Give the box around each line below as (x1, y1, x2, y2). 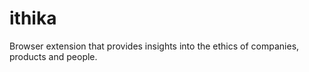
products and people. (9, 50, 98, 62)
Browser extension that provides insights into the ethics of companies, (9, 40, 300, 52)
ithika (9, 7, 57, 30)
